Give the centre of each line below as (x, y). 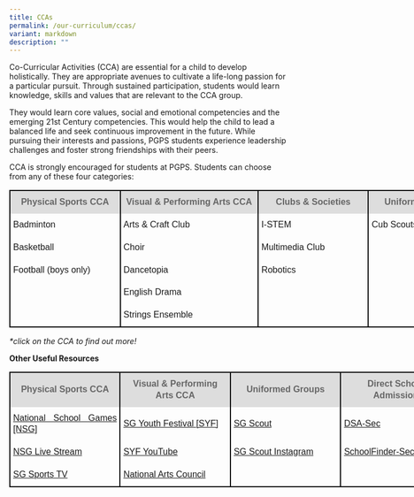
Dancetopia (146, 270)
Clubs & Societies (313, 202)
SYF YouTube (151, 452)
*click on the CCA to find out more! (73, 341)
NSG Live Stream (47, 452)
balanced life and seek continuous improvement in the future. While (132, 131)
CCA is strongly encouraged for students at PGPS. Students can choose (141, 167)
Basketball (34, 247)
